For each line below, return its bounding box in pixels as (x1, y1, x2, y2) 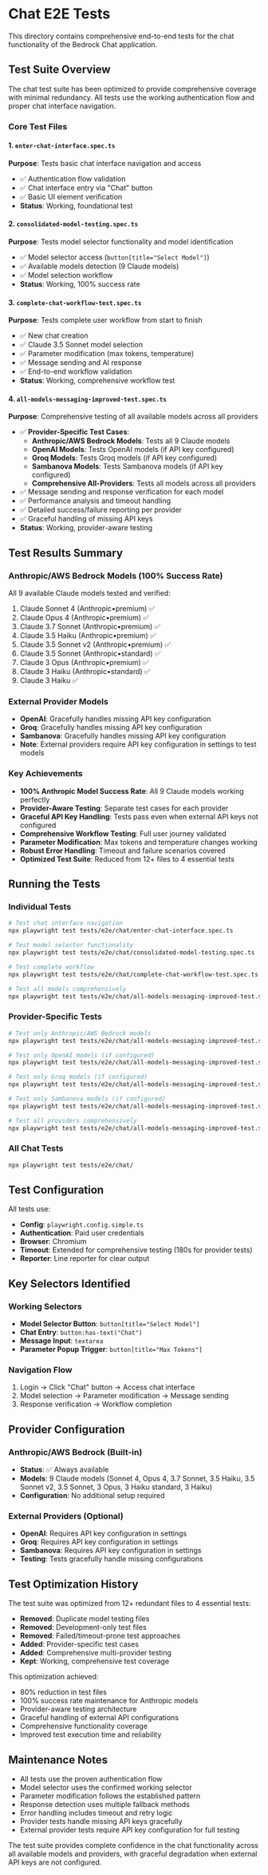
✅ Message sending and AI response (19, 358, 142, 367)
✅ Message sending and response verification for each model (19, 487, 224, 497)
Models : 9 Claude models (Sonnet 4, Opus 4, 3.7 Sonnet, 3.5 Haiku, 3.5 (19, 1474, 255, 1484)
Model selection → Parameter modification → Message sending (19, 1391, 229, 1401)
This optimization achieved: (8, 1672, 99, 1682)
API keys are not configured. (8, 1857, 102, 1867)
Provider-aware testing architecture (19, 1704, 137, 1714)
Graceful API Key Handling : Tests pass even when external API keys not (19, 811, 259, 821)
